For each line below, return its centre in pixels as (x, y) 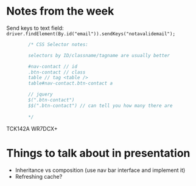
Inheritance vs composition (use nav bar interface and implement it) (100, 170)
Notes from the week (60, 11)
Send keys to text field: (35, 28)
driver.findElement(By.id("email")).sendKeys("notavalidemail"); (91, 34)
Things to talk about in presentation (98, 153)
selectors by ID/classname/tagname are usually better (99, 55)
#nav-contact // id (53, 66)
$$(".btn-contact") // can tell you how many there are (100, 105)
